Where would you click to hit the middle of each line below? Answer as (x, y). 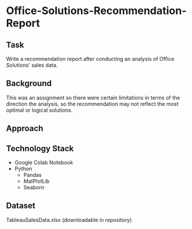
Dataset (21, 206)
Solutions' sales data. (32, 65)
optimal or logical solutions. (39, 110)
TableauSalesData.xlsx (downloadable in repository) (69, 220)
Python (23, 169)
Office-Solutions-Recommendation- (96, 11)
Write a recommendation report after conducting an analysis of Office (90, 59)
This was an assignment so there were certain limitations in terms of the (93, 97)
